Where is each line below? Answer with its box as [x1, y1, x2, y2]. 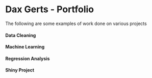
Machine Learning [5, 44, 45, 50]
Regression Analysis [5, 55, 50, 62]
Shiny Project [5, 67, 35, 73]
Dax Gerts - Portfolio [5, 4, 94, 15]
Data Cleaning [5, 32, 36, 38]
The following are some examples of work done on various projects [5, 20, 147, 27]
